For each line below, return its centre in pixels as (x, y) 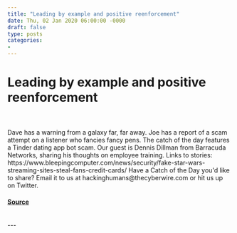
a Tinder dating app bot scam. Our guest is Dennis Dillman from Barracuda (117, 147)
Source (19, 202)
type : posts (25, 34)
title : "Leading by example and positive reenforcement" (94, 14)
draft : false (27, 27)
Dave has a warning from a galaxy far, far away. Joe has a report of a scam (117, 132)
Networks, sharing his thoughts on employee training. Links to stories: (110, 155)
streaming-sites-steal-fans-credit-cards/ (67, 170)
